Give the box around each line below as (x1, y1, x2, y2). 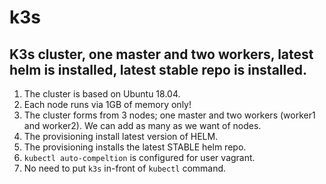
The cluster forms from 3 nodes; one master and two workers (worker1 (23, 109, 316, 121)
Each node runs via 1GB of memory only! (23, 99, 192, 110)
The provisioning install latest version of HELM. (23, 131, 219, 142)
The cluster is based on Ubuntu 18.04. (23, 88, 181, 100)
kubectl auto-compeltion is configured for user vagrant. (23, 152, 256, 163)
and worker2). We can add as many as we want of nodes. (23, 120, 262, 131)
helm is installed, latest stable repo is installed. (9, 61, 307, 78)
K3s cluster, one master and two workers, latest (9, 46, 314, 63)
